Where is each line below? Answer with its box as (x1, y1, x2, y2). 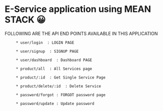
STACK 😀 (4, 14, 46, 25)
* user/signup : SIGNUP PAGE (15, 49, 79, 54)
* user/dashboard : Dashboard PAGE (15, 57, 92, 63)
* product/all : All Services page (15, 66, 92, 71)
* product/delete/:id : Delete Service (15, 84, 101, 89)
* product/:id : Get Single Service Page (15, 75, 106, 80)
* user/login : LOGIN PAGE (15, 40, 74, 45)
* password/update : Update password (15, 101, 94, 106)
